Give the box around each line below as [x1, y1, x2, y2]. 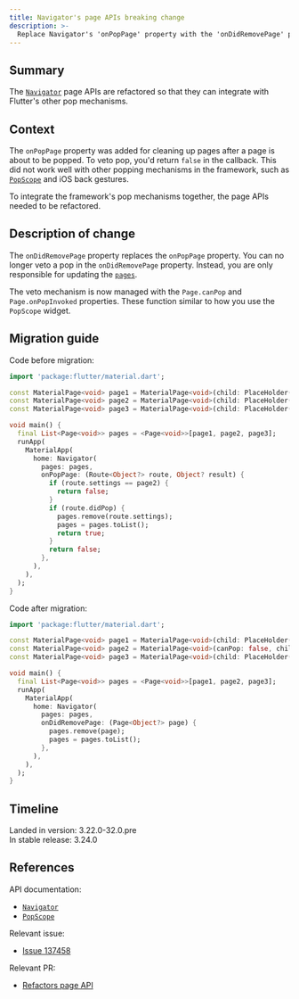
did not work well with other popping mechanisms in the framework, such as [9, 164, 290, 175]
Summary [9, 62, 65, 78]
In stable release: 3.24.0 [9, 835, 98, 846]
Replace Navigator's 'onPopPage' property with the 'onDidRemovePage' [17, 29, 285, 38]
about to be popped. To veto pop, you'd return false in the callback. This [9, 155, 278, 165]
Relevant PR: [9, 962, 56, 973]
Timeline [9, 801, 60, 816]
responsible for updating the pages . [9, 268, 138, 279]
